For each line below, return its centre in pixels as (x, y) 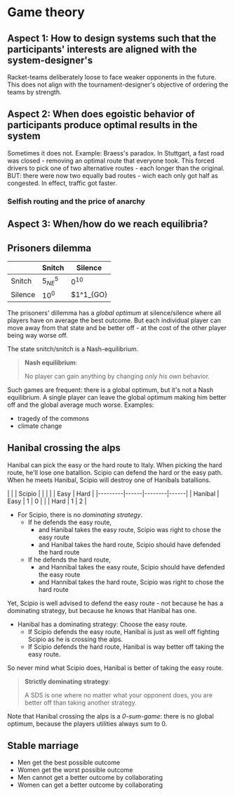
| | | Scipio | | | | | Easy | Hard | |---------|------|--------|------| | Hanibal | (113, 493)
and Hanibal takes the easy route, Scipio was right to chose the (130, 529)
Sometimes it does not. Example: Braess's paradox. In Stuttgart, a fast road (116, 153)
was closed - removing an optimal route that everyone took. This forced (111, 160)
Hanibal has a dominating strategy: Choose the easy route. (102, 624)
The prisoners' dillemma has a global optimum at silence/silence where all (114, 312)
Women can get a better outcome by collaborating (90, 785)
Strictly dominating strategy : (67, 681)
